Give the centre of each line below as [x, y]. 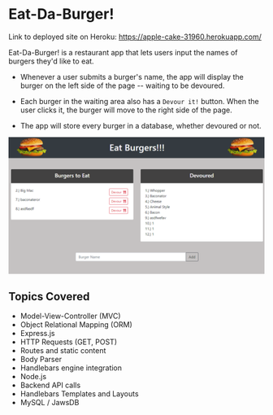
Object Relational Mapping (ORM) [76, 325]
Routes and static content [63, 351]
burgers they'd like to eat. [52, 61]
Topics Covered [49, 297]
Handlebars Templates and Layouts [80, 394]
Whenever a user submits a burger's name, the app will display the [132, 76]
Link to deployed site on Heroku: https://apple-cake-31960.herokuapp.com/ [135, 37]
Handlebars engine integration [71, 368]
